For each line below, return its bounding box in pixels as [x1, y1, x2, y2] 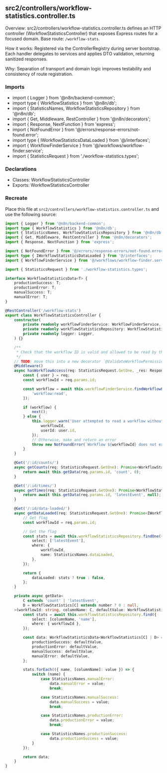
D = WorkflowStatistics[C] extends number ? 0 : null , [23, 603, 139, 608]
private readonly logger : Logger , [23, 332, 94, 337]
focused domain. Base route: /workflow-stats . [5, 35, 100, 41]
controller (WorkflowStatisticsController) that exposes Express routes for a [5, 30, 158, 36]
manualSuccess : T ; [14, 290, 52, 295]
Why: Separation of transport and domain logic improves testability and [5, 65, 152, 71]
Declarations [5, 166, 37, 173]
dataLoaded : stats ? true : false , [31, 575, 106, 580]
